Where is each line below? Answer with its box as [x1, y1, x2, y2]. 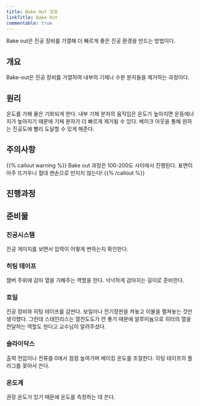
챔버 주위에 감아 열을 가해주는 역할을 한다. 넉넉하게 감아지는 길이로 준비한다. [6, 276, 185, 284]
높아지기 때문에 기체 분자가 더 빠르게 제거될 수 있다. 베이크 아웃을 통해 [17, 118, 181, 125]
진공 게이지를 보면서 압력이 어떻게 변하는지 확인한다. [6, 245, 128, 252]
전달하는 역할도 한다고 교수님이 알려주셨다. [6, 323, 107, 330]
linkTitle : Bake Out [6, 14, 58, 20]
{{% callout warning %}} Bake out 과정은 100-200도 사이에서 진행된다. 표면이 [6, 161, 193, 169]
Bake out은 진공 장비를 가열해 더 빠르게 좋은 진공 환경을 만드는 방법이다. [6, 37, 176, 45]
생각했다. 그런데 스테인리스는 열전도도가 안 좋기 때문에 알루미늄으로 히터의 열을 [6, 316, 192, 323]
